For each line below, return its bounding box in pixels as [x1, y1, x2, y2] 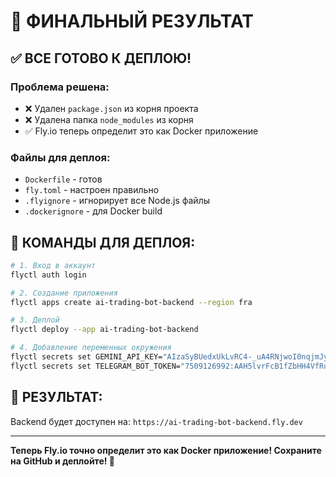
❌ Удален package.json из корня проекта [24, 102, 199, 114]
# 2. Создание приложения [10, 288, 118, 298]
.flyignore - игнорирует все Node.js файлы [24, 195, 210, 207]
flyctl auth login [10, 270, 87, 280]
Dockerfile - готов [24, 173, 103, 185]
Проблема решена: [10, 80, 110, 94]
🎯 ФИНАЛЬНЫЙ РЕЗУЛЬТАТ [10, 10, 255, 33]
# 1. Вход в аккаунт [10, 260, 97, 270]
